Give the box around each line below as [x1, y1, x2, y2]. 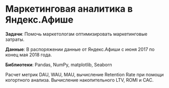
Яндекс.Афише [5, 14, 74, 26]
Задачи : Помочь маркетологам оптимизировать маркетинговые [5, 31, 147, 37]
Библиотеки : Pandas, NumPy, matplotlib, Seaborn [5, 61, 113, 68]
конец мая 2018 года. [5, 52, 52, 58]
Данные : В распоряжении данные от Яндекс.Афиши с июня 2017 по [5, 46, 155, 52]
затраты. [5, 36, 25, 42]
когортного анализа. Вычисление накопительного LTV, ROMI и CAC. [5, 77, 154, 83]
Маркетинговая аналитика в [5, 3, 133, 15]
